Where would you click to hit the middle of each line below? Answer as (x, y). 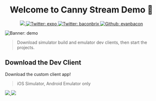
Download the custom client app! (38, 74)
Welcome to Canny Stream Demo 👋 (81, 10)
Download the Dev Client (43, 63)
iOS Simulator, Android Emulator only (54, 83)
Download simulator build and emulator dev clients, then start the (82, 42)
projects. (26, 47)
